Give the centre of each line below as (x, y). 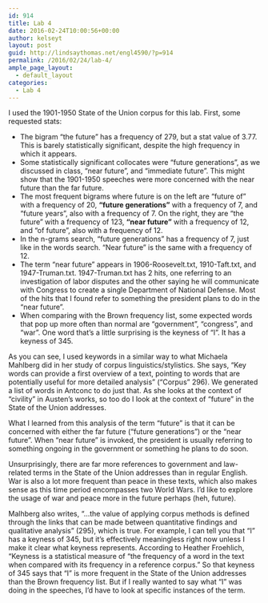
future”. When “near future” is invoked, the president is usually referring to (130, 440)
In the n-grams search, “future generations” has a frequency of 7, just (134, 239)
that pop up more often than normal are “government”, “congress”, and (136, 324)
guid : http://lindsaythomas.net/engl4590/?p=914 (91, 53)
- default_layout (44, 75)
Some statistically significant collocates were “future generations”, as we (140, 163)
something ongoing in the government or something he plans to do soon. (128, 448)
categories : (28, 82)
